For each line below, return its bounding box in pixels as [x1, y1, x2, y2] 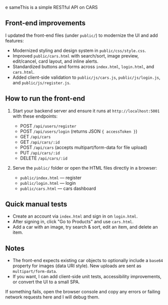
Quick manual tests [5, 200, 68, 209]
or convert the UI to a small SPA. [12, 279, 80, 285]
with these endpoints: [12, 113, 58, 119]
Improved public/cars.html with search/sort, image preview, [12, 53, 139, 59]
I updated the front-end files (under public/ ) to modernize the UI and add [5, 32, 158, 38]
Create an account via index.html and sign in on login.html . [12, 213, 138, 219]
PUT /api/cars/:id [20, 149, 61, 156]
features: [5, 37, 24, 43]
